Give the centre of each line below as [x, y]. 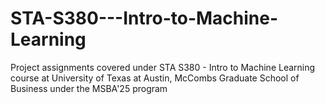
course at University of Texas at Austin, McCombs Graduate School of [155, 78]
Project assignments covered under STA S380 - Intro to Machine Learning [163, 67]
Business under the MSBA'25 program [89, 88]
